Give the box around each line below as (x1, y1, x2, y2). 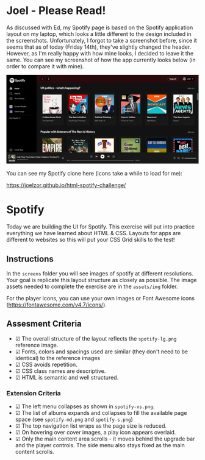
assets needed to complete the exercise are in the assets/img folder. (6, 283, 178, 290)
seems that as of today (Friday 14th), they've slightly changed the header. (6, 43, 192, 51)
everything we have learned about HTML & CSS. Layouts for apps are (6, 230, 181, 237)
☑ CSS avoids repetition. (15, 361, 77, 368)
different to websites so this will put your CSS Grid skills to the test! (6, 236, 175, 244)
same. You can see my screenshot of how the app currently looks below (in (6, 56, 196, 63)
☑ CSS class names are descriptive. (15, 367, 106, 375)
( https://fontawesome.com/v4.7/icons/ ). (6, 301, 107, 308)
